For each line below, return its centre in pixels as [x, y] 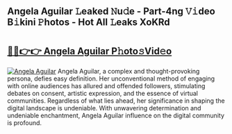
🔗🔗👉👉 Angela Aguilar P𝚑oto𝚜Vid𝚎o [90, 51]
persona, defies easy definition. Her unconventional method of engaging [111, 78]
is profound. [25, 123]
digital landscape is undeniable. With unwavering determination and [104, 108]
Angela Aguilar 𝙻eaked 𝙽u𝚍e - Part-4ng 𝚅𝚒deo [111, 11]
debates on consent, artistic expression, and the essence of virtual [103, 93]
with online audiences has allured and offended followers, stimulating [106, 86]
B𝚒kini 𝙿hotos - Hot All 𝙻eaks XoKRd [89, 23]
